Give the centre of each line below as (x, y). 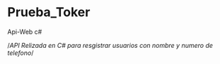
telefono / (21, 53)
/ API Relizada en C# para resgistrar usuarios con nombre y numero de (110, 45)
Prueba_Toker (49, 12)
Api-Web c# (25, 32)
